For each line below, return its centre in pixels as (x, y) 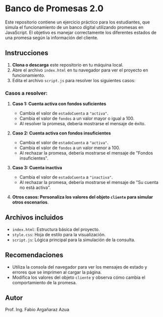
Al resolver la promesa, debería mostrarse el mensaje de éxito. (82, 124)
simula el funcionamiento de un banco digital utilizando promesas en (74, 27)
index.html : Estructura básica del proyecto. (56, 229)
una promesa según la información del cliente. (52, 38)
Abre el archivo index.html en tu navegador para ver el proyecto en (80, 70)
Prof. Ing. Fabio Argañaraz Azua (37, 310)
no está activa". (35, 188)
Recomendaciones (34, 255)
